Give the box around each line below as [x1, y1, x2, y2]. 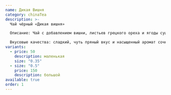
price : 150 [14, 68, 38, 73]
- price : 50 [10, 49, 36, 54]
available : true [5, 77, 40, 82]
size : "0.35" [14, 59, 42, 64]
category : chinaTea [5, 12, 47, 17]
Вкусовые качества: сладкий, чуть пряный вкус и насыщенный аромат [10, 40, 156, 45]
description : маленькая [14, 54, 65, 59]
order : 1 [5, 82, 24, 87]
